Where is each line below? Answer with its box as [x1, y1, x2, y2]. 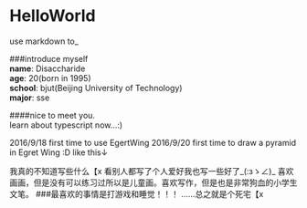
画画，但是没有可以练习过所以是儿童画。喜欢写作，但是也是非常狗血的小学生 [9, 177, 298, 188]
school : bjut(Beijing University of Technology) [9, 82, 183, 93]
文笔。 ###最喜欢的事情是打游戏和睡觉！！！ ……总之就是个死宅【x [9, 188, 264, 199]
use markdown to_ [9, 36, 79, 47]
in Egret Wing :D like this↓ [9, 147, 108, 158]
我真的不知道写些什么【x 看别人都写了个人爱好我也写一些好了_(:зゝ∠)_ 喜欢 [9, 165, 294, 176]
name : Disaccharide [9, 63, 86, 74]
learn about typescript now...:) [9, 120, 123, 130]
